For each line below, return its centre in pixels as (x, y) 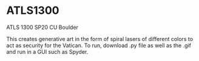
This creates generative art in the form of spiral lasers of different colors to (99, 39)
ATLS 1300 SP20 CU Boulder (42, 27)
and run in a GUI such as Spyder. (47, 51)
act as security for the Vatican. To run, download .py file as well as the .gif (99, 45)
